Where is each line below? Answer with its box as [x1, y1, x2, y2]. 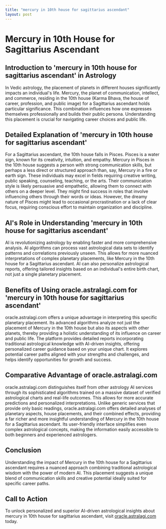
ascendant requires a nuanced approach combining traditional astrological [5, 464, 157, 470]
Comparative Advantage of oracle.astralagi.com [5, 371, 158, 379]
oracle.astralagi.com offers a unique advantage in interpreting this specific [5, 314, 158, 320]
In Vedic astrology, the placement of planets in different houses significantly [5, 84, 161, 90]
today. [5, 519, 18, 525]
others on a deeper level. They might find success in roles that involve [5, 188, 149, 194]
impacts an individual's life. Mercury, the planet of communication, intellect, [5, 90, 160, 96]
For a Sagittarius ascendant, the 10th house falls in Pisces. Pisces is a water [5, 151, 160, 157]
